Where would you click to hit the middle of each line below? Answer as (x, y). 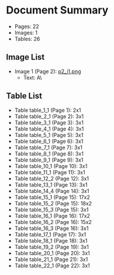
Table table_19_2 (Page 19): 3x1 (51, 247)
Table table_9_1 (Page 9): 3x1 (49, 160)
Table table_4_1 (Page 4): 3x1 (49, 129)
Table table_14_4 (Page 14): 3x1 (52, 191)
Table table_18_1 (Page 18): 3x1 (51, 240)
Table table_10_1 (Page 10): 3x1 (51, 166)
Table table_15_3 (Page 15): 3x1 (51, 209)
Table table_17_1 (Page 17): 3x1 (50, 234)
